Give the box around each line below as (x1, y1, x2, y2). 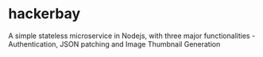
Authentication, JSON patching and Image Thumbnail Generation (8, 39, 221, 48)
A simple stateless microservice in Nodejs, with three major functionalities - (8, 31, 256, 40)
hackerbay (8, 5, 81, 23)
